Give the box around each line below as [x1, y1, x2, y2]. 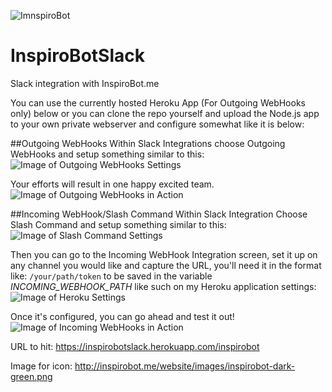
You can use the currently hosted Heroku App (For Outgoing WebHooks [10, 96, 306, 109]
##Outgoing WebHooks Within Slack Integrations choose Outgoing [10, 137, 286, 149]
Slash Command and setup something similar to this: [10, 218, 227, 230]
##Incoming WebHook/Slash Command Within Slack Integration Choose [10, 208, 308, 220]
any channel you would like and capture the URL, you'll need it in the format [10, 259, 322, 271]
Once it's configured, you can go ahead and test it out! [10, 310, 235, 322]
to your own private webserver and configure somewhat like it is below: [10, 118, 305, 130]
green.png [10, 370, 53, 382]
